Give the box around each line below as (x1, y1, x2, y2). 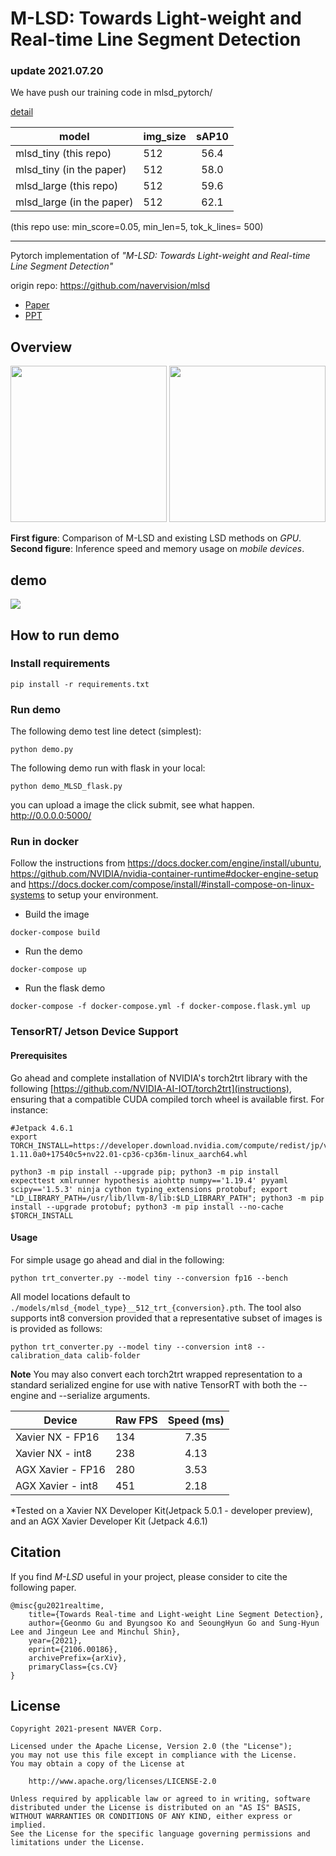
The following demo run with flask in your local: (10, 762, 206, 774)
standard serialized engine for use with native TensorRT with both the (10, 1378, 297, 1391)
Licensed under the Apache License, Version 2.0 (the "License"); (10, 1742, 293, 1752)
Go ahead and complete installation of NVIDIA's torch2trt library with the (10, 1072, 308, 1084)
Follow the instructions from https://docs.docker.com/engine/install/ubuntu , (10, 857, 322, 869)
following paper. (10, 1581, 77, 1593)
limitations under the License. (10, 1838, 145, 1848)
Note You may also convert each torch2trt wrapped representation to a (10, 1368, 303, 1380)
